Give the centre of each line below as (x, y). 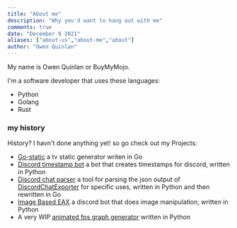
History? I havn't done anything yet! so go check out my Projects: (103, 143)
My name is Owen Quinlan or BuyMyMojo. (69, 67)
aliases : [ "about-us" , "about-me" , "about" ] (71, 40)
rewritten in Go (39, 195)
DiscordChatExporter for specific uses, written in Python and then (114, 187)
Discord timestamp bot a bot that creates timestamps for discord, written (123, 164)
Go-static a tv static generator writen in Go (80, 157)
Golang (28, 102)
